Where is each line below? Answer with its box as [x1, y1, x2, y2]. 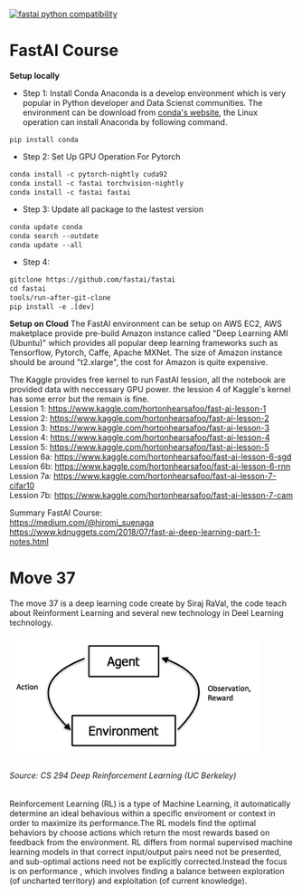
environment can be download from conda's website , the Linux [22, 107, 259, 118]
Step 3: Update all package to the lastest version [22, 204, 204, 215]
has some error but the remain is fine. [9, 393, 149, 404]
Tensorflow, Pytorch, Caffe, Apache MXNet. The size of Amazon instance [9, 347, 283, 358]
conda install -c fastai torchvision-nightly [9, 178, 184, 188]
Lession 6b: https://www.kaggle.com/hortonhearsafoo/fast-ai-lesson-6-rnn [9, 460, 291, 471]
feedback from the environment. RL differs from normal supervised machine [9, 837, 293, 848]
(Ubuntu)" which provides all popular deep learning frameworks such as [9, 337, 278, 348]
